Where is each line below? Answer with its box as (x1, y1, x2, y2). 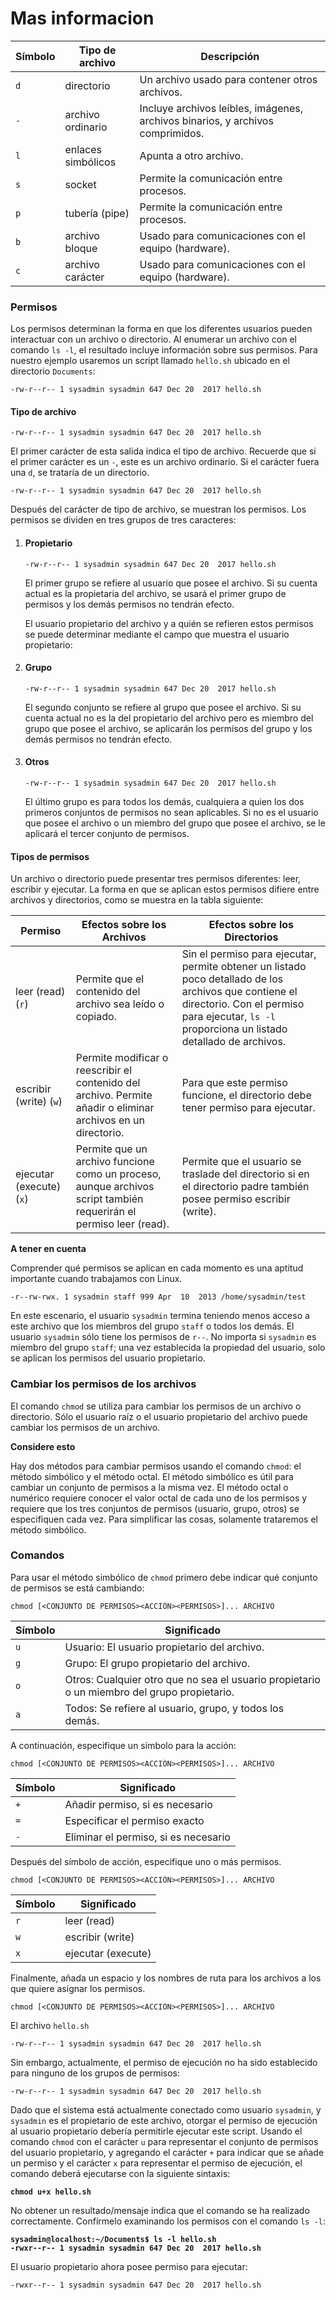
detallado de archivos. (181, 1035, 287, 1049)
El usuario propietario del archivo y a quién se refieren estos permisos (24, 617, 314, 629)
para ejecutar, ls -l (181, 1010, 276, 1024)
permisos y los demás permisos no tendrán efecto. (24, 598, 235, 610)
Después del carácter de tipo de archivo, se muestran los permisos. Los (10, 503, 307, 516)
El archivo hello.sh (10, 2019, 90, 2031)
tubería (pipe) (64, 206, 130, 220)
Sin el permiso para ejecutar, (181, 947, 317, 961)
